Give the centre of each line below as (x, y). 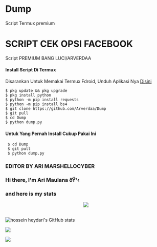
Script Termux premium (30, 23)
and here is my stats (31, 194)
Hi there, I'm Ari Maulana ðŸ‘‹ (42, 180)
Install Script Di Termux (31, 70)
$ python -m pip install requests (42, 100)
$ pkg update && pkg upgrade (36, 91)
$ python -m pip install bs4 (36, 104)
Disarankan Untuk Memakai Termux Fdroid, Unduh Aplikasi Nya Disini (78, 81)
